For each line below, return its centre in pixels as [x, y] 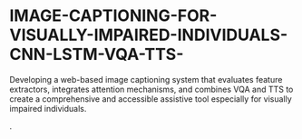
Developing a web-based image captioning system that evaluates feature [146, 79]
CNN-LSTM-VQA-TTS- [97, 55]
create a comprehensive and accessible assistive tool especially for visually [151, 99]
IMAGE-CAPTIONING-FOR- [113, 16]
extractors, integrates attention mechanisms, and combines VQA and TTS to [151, 89]
